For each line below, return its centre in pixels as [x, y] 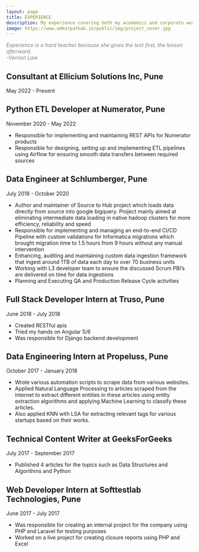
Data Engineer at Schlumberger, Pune [77, 179]
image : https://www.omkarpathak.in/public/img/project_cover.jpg [88, 28]
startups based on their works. [52, 420]
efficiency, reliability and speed [53, 224]
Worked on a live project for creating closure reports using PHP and [97, 537]
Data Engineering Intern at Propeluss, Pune [87, 356]
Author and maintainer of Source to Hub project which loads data [94, 205]
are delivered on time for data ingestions [64, 275]
